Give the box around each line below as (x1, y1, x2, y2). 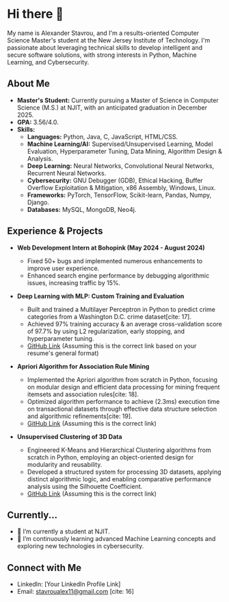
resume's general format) (27, 349, 99, 357)
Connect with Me (7, 562, 82, 573)
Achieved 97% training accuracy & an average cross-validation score (27, 320, 222, 328)
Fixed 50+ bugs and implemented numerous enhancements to (27, 256, 203, 265)
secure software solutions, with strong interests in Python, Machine (7, 51, 197, 59)
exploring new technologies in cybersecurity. (16, 542, 144, 551)
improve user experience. (27, 264, 100, 272)
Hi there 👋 (7, 6, 64, 22)
